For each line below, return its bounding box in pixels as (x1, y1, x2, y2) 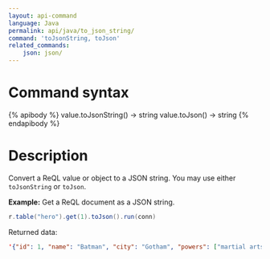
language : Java (8, 19, 59, 27)
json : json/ (22, 49, 63, 57)
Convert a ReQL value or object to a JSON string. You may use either (8, 173, 236, 183)
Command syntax (8, 83, 129, 102)
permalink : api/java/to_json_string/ (8, 26, 135, 34)
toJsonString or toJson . (8, 181, 87, 191)
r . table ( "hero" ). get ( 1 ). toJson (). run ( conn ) (8, 212, 157, 221)
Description (8, 147, 88, 165)
